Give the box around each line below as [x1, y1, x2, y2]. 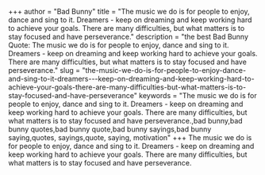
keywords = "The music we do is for [138, 91, 258, 100]
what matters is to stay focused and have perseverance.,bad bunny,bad [8, 116, 244, 125]
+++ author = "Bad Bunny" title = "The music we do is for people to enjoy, [8, 7, 250, 16]
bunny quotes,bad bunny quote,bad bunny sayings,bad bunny [8, 124, 212, 134]
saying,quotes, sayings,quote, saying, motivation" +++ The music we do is [8, 133, 252, 142]
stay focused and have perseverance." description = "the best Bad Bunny [8, 32, 248, 41]
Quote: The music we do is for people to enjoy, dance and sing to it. [8, 40, 229, 50]
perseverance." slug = [8, 66, 81, 74]
